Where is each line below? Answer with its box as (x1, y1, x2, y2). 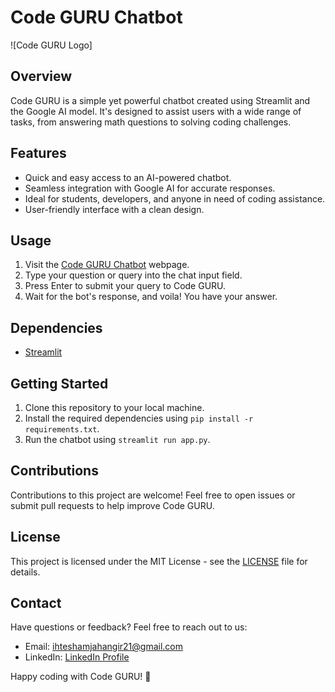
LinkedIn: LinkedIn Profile (24, 651, 130, 663)
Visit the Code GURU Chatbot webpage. (24, 259, 190, 271)
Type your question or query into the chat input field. (24, 269, 243, 281)
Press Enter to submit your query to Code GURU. (24, 280, 227, 292)
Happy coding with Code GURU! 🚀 (10, 671, 152, 683)
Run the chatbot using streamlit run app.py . (24, 434, 211, 445)
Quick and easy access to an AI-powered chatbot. (24, 171, 232, 183)
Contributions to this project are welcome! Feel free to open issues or (10, 489, 296, 501)
